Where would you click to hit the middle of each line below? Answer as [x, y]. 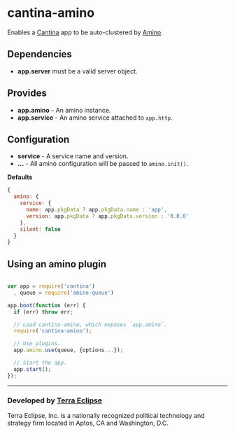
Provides [27, 93]
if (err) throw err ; [43, 312]
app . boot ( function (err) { [47, 305]
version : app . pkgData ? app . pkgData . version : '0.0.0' [107, 216]
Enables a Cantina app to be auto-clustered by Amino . [85, 32]
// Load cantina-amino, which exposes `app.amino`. [91, 324]
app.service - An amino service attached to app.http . [95, 118]
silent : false [40, 229]
